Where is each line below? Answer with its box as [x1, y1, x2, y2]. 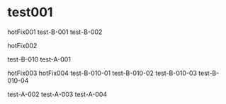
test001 [7, 4, 53, 21]
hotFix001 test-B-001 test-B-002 [7, 28, 103, 36]
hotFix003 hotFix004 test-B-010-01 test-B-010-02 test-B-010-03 [7, 69, 197, 77]
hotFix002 [7, 41, 38, 50]
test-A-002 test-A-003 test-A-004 [7, 90, 108, 98]
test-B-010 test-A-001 [7, 54, 71, 64]
